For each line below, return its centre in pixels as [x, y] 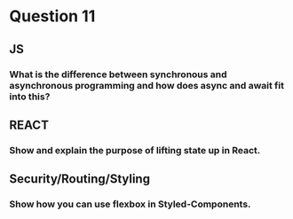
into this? [30, 97]
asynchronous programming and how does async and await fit [146, 85]
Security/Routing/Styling [80, 179]
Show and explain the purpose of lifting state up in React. [135, 150]
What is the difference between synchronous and [119, 74]
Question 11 [52, 16]
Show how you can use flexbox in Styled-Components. [130, 204]
